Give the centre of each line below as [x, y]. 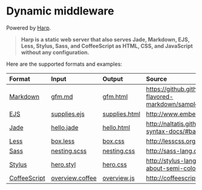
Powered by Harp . [29, 28]
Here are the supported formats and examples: [64, 64]
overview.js [119, 178]
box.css [114, 141]
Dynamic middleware [60, 11]
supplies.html [121, 114]
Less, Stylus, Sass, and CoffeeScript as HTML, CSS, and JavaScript [107, 46]
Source [157, 78]
